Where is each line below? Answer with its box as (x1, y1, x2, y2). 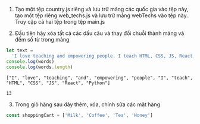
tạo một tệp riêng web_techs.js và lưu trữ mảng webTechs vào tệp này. (14, 12, 189, 19)
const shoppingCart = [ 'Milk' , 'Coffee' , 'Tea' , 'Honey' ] (6, 112, 153, 118)
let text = (6, 47, 33, 53)
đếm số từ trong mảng (14, 36, 70, 43)
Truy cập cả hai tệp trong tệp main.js (14, 18, 105, 25)
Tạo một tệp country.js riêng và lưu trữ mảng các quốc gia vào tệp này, (14, 6, 189, 12)
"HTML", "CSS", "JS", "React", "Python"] (6, 80, 111, 86)
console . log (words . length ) (6, 64, 73, 70)
